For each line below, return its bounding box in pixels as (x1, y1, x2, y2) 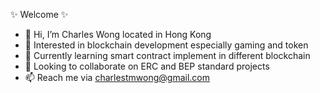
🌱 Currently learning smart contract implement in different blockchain (24, 50, 311, 61)
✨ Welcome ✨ (10, 9, 69, 20)
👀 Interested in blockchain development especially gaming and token (24, 39, 309, 51)
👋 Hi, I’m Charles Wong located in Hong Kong (24, 29, 212, 40)
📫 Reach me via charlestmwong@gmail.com (24, 72, 210, 83)
